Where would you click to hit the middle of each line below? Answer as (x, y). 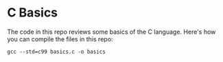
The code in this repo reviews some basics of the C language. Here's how (111, 32)
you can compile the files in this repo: (60, 39)
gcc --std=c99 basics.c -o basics (57, 52)
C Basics (33, 13)
